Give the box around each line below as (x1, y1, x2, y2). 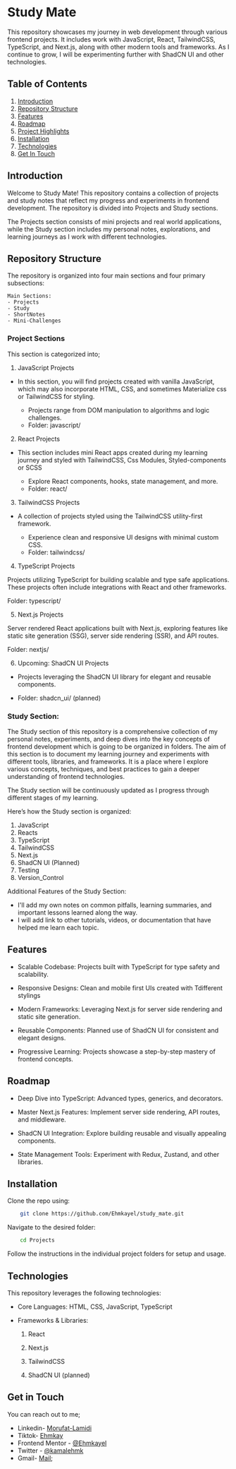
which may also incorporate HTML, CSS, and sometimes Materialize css (17, 384, 227, 393)
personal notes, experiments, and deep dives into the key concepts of (7, 734, 210, 743)
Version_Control (17, 873, 64, 881)
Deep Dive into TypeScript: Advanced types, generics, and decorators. (17, 1094, 223, 1102)
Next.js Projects (17, 610, 64, 619)
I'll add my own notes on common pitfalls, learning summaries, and (17, 900, 212, 909)
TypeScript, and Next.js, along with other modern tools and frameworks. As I (7, 42, 230, 51)
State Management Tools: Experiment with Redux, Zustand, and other (17, 1150, 220, 1158)
